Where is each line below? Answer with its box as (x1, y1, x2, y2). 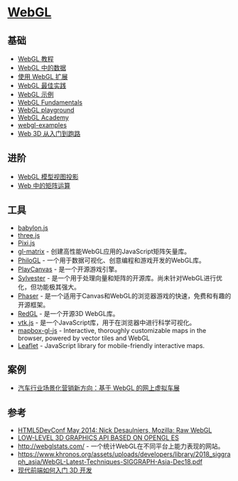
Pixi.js (17, 238, 36, 247)
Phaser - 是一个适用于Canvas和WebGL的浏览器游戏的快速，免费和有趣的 (17, 291, 232, 300)
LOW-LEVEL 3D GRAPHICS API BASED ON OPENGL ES (17, 433, 179, 442)
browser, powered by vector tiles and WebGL (17, 334, 151, 342)
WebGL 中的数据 (17, 63, 66, 72)
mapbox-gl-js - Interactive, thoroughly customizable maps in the (17, 326, 207, 334)
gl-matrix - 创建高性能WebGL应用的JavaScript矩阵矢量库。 (17, 247, 191, 255)
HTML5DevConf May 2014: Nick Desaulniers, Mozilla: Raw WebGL (17, 426, 212, 435)
